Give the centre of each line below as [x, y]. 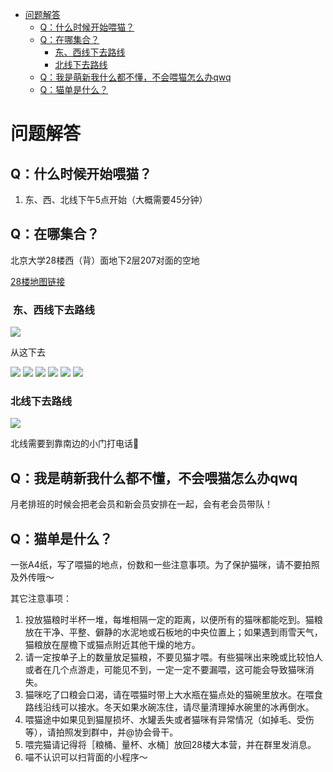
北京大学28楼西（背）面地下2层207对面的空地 [105, 260]
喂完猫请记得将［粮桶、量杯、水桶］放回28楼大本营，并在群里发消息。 [170, 745]
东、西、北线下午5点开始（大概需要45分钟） [116, 199]
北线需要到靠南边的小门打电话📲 [75, 444]
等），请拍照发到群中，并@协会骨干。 [101, 732]
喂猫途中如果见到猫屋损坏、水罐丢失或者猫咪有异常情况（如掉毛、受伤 [169, 720]
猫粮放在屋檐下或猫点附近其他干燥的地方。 [112, 645]
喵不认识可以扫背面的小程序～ [86, 757]
